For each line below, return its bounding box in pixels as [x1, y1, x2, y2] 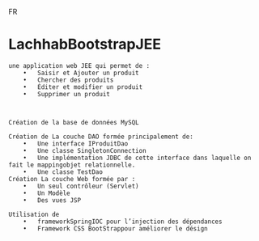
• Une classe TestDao [23, 167, 104, 176]
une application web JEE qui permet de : [8, 61, 151, 70]
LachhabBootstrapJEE [8, 36, 162, 53]
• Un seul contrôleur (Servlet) [23, 182, 139, 190]
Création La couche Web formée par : [8, 175, 136, 183]
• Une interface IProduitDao [23, 139, 129, 148]
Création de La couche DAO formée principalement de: [8, 133, 194, 141]
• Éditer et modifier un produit [23, 82, 143, 91]
